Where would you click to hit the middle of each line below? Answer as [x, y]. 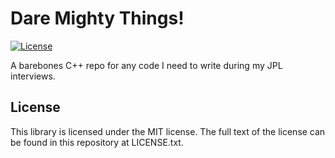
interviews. [33, 76]
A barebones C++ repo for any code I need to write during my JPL [146, 65]
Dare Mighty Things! [97, 18]
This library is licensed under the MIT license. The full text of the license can [168, 131]
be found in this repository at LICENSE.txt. [97, 142]
